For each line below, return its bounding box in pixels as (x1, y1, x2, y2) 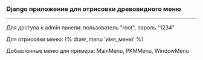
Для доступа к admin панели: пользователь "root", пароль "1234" (6, 24, 175, 31)
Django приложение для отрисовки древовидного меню (6, 5, 181, 13)
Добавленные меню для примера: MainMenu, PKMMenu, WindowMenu (6, 47, 189, 55)
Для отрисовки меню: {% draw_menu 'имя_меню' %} (6, 35, 144, 43)
